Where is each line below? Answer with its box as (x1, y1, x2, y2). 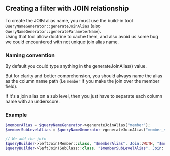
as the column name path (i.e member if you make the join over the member (5, 78, 160, 84)
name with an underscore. (5, 98, 60, 105)
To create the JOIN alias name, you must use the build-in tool (5, 17, 133, 23)
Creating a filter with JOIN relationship (5, 4, 129, 13)
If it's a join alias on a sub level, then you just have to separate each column (5, 93, 163, 99)
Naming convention (5, 51, 55, 59)
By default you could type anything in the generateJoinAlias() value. (5, 63, 147, 69)
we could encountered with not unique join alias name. (5, 39, 119, 45)
